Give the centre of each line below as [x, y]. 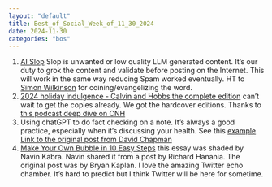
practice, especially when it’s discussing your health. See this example [138, 131]
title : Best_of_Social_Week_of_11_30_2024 [81, 24]
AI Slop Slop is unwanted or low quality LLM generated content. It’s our [139, 62]
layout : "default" [39, 16]
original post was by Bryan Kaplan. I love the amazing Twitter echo [132, 165]
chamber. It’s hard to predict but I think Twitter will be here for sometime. [142, 174]
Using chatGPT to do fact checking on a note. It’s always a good [127, 122]
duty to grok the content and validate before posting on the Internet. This [142, 71]
